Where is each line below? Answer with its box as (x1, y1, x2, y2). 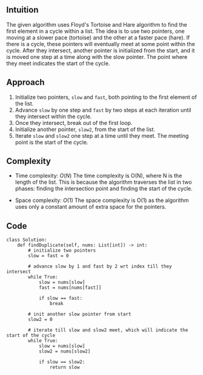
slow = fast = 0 (28, 253, 69, 259)
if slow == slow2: (38, 359, 85, 365)
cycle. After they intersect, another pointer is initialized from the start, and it (6, 47, 195, 54)
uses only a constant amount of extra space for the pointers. (15, 203, 167, 211)
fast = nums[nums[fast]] (38, 285, 102, 291)
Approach (6, 77, 45, 87)
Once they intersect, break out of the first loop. (15, 119, 133, 126)
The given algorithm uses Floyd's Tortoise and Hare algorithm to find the (6, 21, 187, 28)
